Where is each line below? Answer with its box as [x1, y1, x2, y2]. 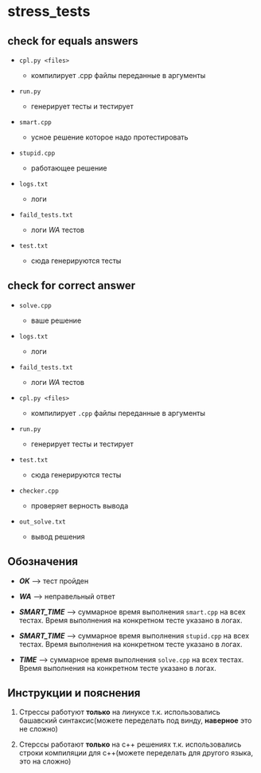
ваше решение [30, 316, 82, 325]
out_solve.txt [18, 517, 66, 526]
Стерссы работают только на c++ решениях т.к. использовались [18, 740, 242, 749]
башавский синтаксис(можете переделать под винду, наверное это [18, 716, 252, 725]
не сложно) [18, 724, 59, 734]
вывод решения [30, 532, 85, 541]
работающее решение [30, 163, 107, 173]
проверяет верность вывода [30, 500, 129, 510]
